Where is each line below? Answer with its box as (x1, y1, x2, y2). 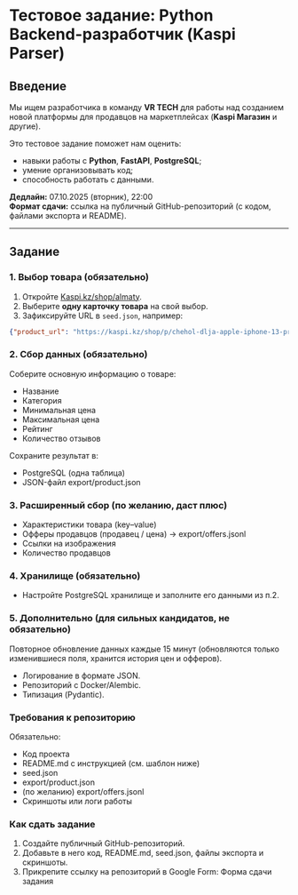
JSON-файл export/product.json (21, 476, 141, 487)
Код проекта (21, 748, 70, 760)
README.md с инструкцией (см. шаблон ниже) (21, 758, 200, 769)
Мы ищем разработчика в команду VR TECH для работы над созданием (9, 102, 285, 112)
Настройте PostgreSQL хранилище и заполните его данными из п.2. (21, 590, 279, 601)
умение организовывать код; (21, 165, 133, 175)
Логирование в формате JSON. (21, 670, 141, 681)
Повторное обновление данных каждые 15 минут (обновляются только (9, 643, 279, 654)
